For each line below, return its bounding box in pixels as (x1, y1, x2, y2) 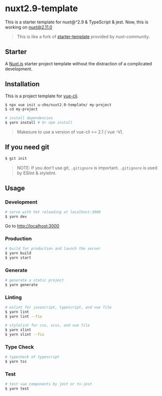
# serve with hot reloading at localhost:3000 (5, 210, 101, 215)
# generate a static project (5, 278, 64, 283)
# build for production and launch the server (5, 246, 101, 251)
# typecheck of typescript (5, 355, 60, 359)
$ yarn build (5, 251, 32, 256)
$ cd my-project (5, 107, 38, 112)
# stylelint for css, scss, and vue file (5, 323, 90, 328)
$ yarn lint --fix (5, 314, 42, 319)
